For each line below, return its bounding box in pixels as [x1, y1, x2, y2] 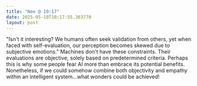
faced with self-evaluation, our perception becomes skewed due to [6, 42, 170, 49]
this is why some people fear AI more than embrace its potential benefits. [6, 61, 185, 68]
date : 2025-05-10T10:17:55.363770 [6, 14, 92, 20]
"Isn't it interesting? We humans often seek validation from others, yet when [6, 36, 192, 43]
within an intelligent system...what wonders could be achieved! [6, 73, 160, 80]
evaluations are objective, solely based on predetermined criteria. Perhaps [6, 54, 188, 62]
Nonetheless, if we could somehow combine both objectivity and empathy [6, 67, 188, 74]
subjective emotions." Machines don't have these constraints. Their [6, 48, 171, 55]
